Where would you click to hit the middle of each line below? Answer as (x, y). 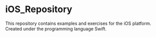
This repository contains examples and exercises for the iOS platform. (78, 23)
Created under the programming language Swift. (56, 28)
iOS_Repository (39, 9)
